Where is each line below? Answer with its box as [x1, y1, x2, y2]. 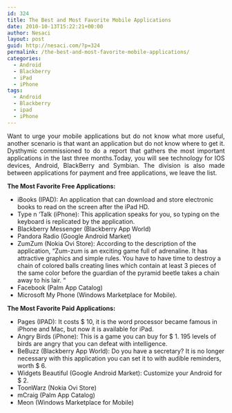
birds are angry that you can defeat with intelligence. [17, 339, 168, 347]
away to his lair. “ [17, 276, 66, 284]
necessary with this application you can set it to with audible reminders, [17, 354, 222, 363]
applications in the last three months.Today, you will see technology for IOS [7, 153, 225, 162]
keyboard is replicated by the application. [17, 217, 135, 225]
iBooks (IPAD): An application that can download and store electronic [17, 195, 214, 204]
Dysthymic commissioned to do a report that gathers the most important [7, 146, 225, 155]
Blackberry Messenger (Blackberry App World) [17, 224, 151, 233]
